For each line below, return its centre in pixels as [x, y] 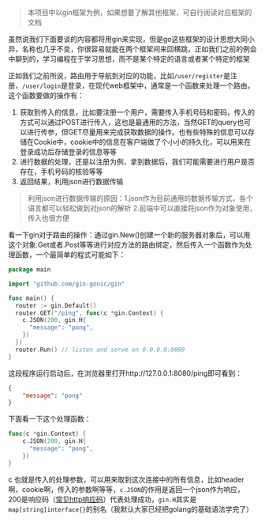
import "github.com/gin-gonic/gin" [67, 284]
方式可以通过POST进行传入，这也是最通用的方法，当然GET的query [128, 122]
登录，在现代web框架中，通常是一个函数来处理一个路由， [161, 85]
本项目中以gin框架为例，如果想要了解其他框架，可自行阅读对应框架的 [140, 12]
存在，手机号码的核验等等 [61, 172]
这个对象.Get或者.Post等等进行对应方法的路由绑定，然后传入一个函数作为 [127, 245]
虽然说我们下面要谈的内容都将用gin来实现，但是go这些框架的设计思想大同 [128, 39]
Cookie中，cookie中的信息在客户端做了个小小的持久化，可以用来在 [142, 142]
